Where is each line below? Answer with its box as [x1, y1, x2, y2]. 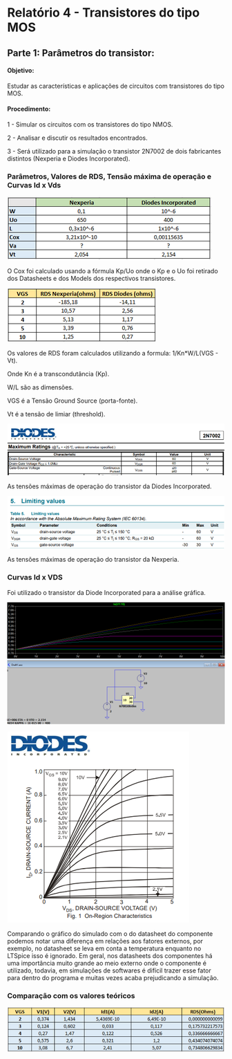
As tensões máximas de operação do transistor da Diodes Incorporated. [7, 482, 212, 490]
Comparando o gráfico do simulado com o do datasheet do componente [7, 929, 213, 938]
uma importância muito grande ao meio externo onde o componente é [7, 959, 207, 967]
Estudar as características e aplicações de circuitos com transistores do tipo [7, 82, 224, 90]
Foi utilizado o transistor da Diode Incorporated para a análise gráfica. [7, 588, 206, 596]
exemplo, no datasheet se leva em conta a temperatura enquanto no [7, 944, 202, 952]
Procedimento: [7, 105, 51, 113]
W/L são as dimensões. [7, 383, 74, 392]
